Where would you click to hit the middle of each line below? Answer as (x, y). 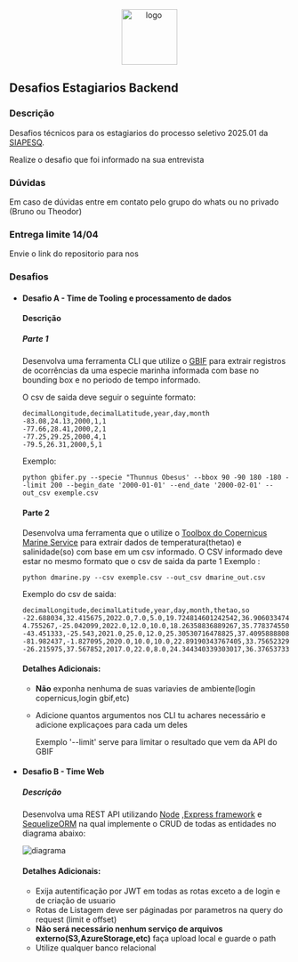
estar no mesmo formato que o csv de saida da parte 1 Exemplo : (141, 561)
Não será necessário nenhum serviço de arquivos (129, 928)
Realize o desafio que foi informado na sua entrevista (107, 159)
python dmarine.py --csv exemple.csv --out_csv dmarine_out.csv (144, 578)
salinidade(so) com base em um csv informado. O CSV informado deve (152, 552)
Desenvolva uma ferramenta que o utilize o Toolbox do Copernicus (145, 532)
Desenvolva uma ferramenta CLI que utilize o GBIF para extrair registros (154, 361)
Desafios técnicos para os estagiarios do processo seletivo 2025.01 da (139, 133)
